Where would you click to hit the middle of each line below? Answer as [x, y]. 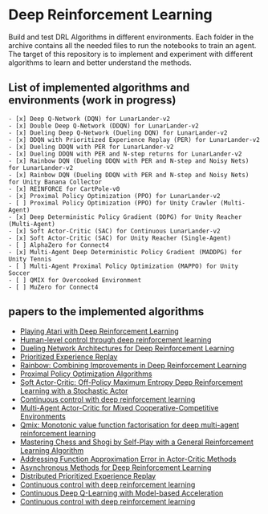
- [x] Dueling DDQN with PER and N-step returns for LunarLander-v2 [125, 154]
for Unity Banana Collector [55, 182]
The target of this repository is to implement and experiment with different [130, 54]
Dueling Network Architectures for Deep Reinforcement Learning [127, 348]
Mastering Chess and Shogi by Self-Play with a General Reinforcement [137, 442]
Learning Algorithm [52, 450]
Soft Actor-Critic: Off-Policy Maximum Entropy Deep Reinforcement [131, 382]
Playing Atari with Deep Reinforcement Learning [99, 331]
